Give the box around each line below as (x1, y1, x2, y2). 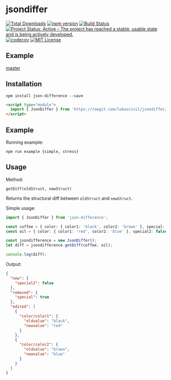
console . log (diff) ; (6, 252, 47, 257)
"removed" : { (10, 290, 38, 295)
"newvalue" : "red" (24, 323, 63, 328)
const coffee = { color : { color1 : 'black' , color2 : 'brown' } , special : (6, 224, 165, 229)
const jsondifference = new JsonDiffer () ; (6, 238, 97, 243)
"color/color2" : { (19, 342, 58, 347)
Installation (6, 80, 42, 89)
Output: (6, 261, 22, 267)
